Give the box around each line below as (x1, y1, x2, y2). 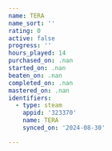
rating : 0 (8, 27, 42, 35)
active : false (8, 34, 56, 43)
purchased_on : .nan (8, 57, 74, 65)
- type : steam (15, 101, 62, 109)
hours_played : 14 (8, 49, 66, 57)
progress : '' (8, 42, 52, 50)
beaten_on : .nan (8, 71, 62, 80)
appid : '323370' (22, 109, 78, 117)
